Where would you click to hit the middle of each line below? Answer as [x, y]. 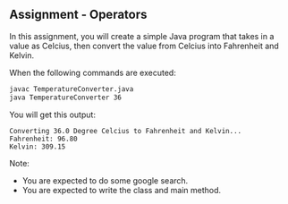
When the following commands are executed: [93, 72]
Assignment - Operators [78, 15]
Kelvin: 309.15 [38, 147]
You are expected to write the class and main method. [122, 190]
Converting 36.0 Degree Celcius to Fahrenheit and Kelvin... [126, 131]
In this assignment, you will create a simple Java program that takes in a [142, 36]
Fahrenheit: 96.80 [43, 139]
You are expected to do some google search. [105, 180]
